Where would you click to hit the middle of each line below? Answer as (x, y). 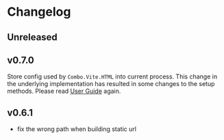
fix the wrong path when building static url (77, 129)
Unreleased (33, 37)
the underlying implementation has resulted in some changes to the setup (111, 84)
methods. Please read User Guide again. (64, 91)
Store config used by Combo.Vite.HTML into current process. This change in (112, 76)
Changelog (39, 12)
